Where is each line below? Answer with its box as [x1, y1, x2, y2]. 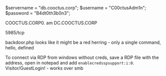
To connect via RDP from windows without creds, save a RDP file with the [5, 54, 159, 60]
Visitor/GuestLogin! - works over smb [5, 65, 84, 71]
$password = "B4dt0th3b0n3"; [5, 10, 71, 16]
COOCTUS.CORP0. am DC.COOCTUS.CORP [5, 20, 97, 26]
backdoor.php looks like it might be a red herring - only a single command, [5, 39, 161, 45]
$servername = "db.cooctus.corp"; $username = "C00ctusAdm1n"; [5, 5, 146, 11]
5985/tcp [5, 30, 25, 35]
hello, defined [5, 45, 34, 50]
